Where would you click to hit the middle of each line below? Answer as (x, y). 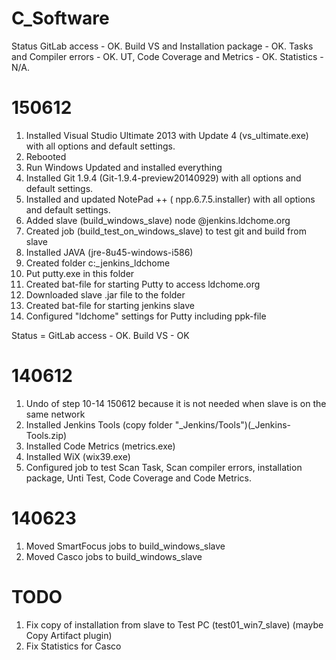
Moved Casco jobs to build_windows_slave (114, 556)
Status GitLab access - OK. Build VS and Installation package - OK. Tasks (162, 46)
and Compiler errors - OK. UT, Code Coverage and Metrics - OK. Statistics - (167, 56)
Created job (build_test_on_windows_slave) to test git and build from (166, 231)
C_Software (60, 18)
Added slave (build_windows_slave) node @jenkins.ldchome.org (158, 220)
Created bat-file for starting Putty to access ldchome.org (143, 284)
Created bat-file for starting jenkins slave (110, 305)
